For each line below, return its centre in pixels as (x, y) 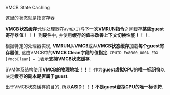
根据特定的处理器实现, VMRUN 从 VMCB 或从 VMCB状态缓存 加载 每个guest (83, 46)
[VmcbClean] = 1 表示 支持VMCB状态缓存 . (48, 59)
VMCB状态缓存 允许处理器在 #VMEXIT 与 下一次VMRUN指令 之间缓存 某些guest (85, 29)
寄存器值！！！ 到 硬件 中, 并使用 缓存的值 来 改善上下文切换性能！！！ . (78, 35)
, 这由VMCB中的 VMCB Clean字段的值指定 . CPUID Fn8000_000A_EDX (88, 52)
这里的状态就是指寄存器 (30, 18)
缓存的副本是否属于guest (41, 76)
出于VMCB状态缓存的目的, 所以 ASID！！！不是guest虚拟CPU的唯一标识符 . (84, 87)
